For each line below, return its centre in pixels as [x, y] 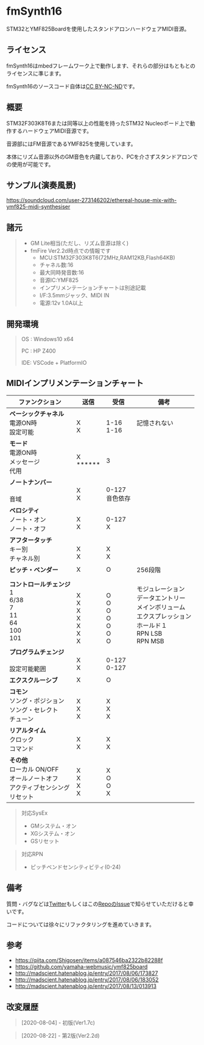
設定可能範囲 [28, 669]
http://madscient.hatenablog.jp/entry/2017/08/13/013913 [86, 986]
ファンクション [40, 402]
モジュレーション [161, 589]
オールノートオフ [34, 778]
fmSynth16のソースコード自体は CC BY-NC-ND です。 [72, 86]
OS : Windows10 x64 [47, 339]
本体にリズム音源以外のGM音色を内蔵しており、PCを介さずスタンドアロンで [102, 157]
